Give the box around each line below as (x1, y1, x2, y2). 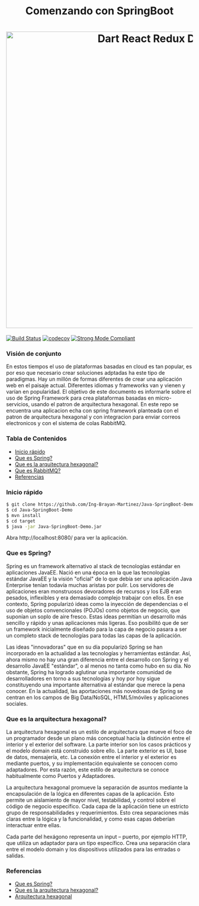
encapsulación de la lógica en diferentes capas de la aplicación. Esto (6, 790, 175, 797)
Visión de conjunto (6, 350, 62, 358)
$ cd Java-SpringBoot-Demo (6, 507, 73, 513)
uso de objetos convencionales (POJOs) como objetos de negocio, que (6, 607, 181, 614)
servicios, (6, 401, 30, 408)
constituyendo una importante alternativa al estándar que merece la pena (6, 681, 185, 688)
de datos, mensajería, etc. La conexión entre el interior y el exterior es (6, 753, 176, 760)
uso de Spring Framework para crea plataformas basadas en (6, 394, 154, 401)
